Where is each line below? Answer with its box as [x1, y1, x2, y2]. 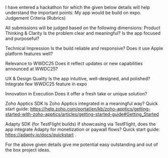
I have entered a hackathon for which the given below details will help [5, 5, 150, 10]
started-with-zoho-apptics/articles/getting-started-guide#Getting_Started [5, 111, 159, 117]
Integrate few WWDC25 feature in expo [5, 81, 87, 87]
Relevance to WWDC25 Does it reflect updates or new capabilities [5, 61, 143, 66]
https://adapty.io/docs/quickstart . [5, 132, 77, 138]
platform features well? [5, 50, 53, 57]
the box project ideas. [5, 147, 50, 153]
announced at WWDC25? [5, 66, 58, 72]
